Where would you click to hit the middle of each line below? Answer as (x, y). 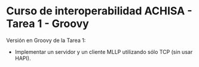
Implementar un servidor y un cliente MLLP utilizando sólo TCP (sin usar (104, 51)
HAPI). (23, 58)
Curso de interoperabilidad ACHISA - (99, 11)
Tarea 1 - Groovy (48, 24)
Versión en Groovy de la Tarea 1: (46, 40)
